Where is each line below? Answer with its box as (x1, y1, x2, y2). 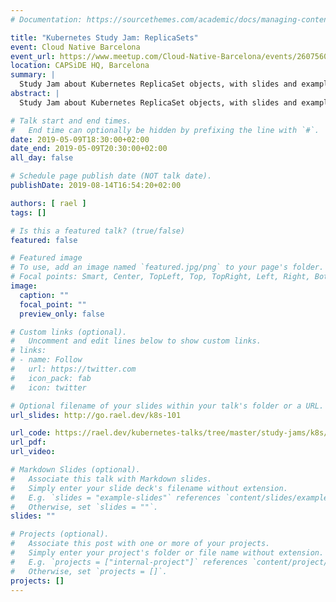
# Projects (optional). (10, 529, 110, 540)
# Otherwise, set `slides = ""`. (10, 502, 159, 512)
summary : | (10, 70, 56, 80)
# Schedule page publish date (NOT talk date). (10, 171, 213, 181)
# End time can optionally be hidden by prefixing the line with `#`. (10, 125, 320, 135)
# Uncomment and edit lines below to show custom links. (10, 336, 262, 346)
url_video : (10, 447, 56, 457)
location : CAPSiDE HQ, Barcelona (10, 61, 150, 71)
